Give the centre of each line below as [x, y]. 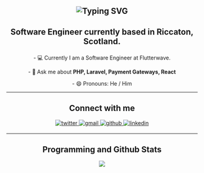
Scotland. [102, 41]
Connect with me [102, 108]
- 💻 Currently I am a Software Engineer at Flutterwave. [102, 58]
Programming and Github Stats [102, 149]
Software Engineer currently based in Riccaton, [102, 32]
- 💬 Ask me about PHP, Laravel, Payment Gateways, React [102, 72]
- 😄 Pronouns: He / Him [102, 83]
